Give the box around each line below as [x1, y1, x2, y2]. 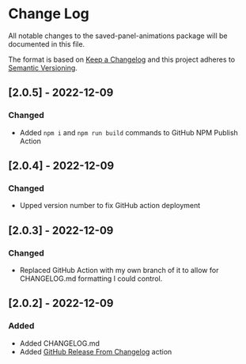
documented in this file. [8, 39, 85, 48]
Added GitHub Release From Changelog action [19, 347, 172, 356]
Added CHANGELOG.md [19, 338, 100, 348]
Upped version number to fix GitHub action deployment [19, 201, 201, 210]
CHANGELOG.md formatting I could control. [19, 274, 163, 283]
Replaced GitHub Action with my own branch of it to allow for [19, 266, 219, 275]
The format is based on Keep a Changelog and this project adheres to [8, 55, 236, 64]
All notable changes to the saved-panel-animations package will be [8, 31, 228, 40]
